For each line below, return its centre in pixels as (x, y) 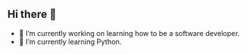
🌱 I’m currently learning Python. (70, 41)
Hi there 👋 (32, 14)
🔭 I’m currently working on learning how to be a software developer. (129, 33)
